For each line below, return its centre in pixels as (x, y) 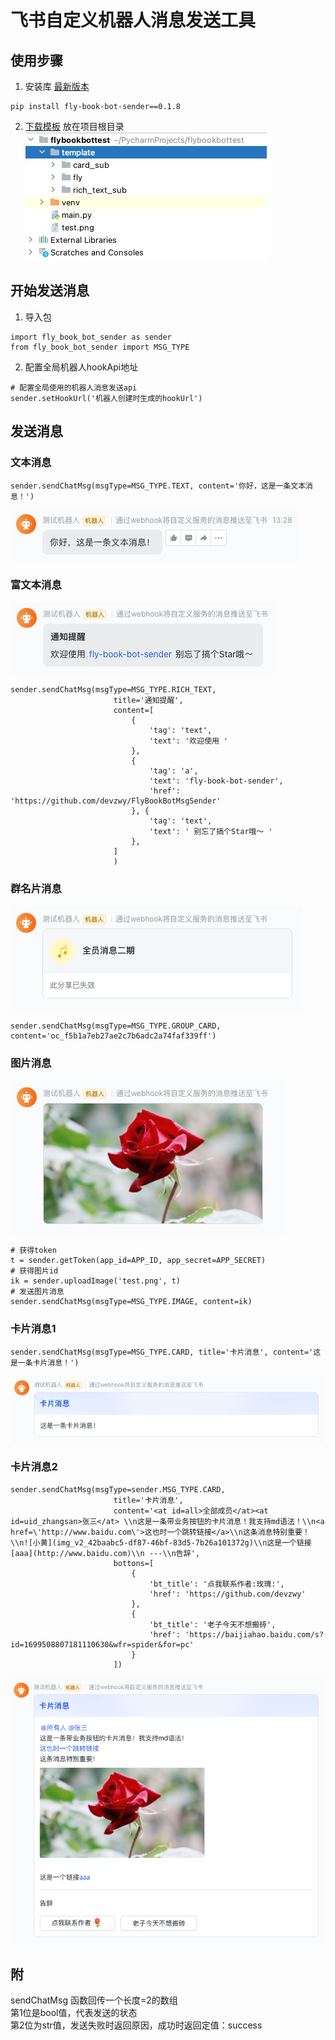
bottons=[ (134, 1563)
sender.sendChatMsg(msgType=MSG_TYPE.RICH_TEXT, (113, 689)
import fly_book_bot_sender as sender (91, 337)
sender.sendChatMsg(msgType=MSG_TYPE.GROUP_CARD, (116, 1026)
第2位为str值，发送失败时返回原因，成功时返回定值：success (136, 2025)
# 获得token (33, 1251)
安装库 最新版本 (57, 86)
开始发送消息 (50, 291)
